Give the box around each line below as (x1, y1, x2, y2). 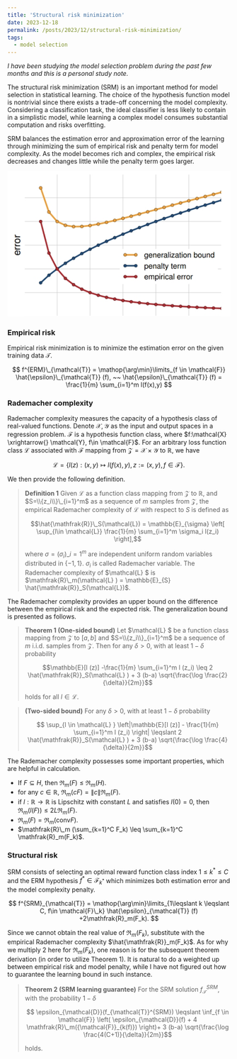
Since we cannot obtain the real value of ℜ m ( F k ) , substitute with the (7, 928, 205, 939)
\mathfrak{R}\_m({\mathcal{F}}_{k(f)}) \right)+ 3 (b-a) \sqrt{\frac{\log (26, 1023, 229, 1031)
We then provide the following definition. (7, 475, 126, 484)
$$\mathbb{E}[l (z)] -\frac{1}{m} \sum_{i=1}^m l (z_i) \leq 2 (42, 663, 214, 672)
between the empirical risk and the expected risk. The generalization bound (7, 604, 229, 613)
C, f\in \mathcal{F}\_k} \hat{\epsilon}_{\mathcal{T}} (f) (40, 906, 198, 915)
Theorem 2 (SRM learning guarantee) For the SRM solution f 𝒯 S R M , (24, 983, 220, 995)
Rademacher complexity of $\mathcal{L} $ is (24, 568, 156, 577)
